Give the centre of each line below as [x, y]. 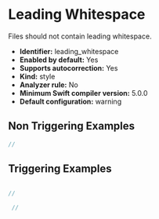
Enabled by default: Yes [59, 60]
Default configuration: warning [70, 101]
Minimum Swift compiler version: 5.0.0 [83, 93]
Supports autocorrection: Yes [69, 68]
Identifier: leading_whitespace [69, 51]
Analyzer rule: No [49, 85]
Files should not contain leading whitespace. [80, 36]
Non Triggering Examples [72, 126]
